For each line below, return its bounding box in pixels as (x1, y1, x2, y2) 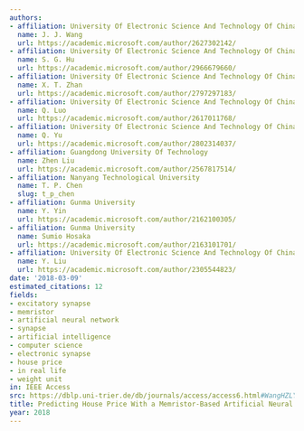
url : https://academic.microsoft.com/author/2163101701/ (17, 240, 237, 249)
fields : (9, 290, 39, 299)
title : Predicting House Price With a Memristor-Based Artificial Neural (9, 399, 294, 409)
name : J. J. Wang (17, 30, 83, 39)
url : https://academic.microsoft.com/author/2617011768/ (17, 114, 237, 123)
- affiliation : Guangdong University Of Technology (9, 147, 208, 156)
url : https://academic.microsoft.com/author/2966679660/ (17, 64, 237, 73)
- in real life (9, 366, 67, 375)
